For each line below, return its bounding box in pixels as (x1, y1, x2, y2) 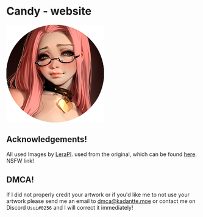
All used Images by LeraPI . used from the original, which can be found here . (6, 151, 197, 158)
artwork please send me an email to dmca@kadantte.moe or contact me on (6, 197, 196, 205)
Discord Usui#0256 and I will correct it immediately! (6, 204, 134, 211)
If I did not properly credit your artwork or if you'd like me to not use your (6, 191, 190, 198)
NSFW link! (6, 157, 35, 164)
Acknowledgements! (6, 134, 87, 144)
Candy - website (6, 4, 92, 18)
